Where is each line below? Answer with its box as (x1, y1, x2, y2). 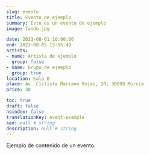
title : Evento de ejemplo (6, 14, 71, 20)
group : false (11, 58, 45, 65)
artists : (6, 47, 28, 54)
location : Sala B (6, 76, 50, 82)
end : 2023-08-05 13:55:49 (6, 42, 71, 48)
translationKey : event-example (6, 114, 85, 120)
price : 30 (6, 87, 31, 93)
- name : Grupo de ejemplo (6, 64, 71, 70)
